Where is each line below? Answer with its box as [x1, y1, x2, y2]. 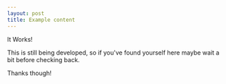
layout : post [7, 10, 45, 17]
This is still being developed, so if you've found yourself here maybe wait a [7, 48, 220, 57]
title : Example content [7, 16, 76, 23]
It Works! [7, 35, 33, 43]
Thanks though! [7, 69, 52, 77]
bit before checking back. [7, 55, 81, 64]
